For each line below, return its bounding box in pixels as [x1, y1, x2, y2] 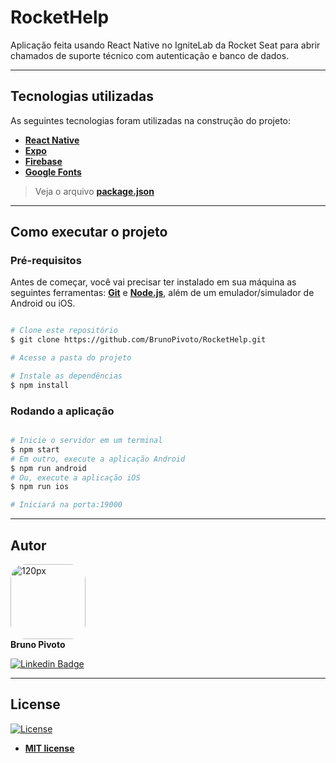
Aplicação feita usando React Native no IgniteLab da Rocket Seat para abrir [10, 39, 321, 51]
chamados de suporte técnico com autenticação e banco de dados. [10, 49, 290, 61]
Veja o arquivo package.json [34, 185, 155, 197]
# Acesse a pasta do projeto [10, 353, 132, 363]
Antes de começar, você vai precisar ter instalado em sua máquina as [10, 276, 297, 288]
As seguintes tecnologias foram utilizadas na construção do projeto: [10, 114, 292, 126]
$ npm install [10, 380, 70, 390]
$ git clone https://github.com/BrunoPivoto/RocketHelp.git [10, 335, 267, 345]
